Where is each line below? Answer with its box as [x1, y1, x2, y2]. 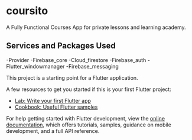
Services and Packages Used [6, 41, 116, 51]
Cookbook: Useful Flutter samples [14, 103, 98, 110]
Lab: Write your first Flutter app [14, 97, 92, 104]
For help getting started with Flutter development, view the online [6, 115, 165, 122]
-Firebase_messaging [66, 63, 119, 70]
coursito [6, 4, 48, 18]
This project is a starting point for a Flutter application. [6, 74, 138, 81]
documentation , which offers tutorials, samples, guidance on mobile [6, 121, 171, 128]
